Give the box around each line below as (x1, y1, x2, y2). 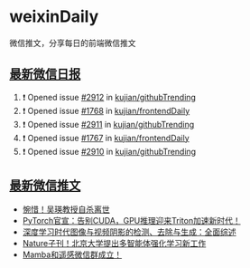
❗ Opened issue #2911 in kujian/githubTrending (22, 119, 195, 129)
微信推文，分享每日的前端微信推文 (9, 37, 136, 48)
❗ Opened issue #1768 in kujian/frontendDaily (22, 105, 190, 116)
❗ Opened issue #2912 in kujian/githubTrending (22, 91, 197, 102)
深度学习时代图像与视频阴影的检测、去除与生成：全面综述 (22, 226, 236, 237)
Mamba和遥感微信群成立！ (22, 249, 123, 260)
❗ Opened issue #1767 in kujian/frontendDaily (22, 132, 190, 143)
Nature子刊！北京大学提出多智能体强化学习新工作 (22, 237, 207, 248)
